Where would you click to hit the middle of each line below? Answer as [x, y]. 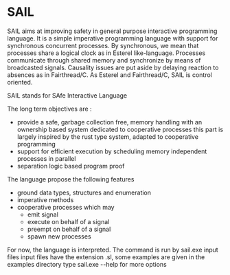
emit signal [43, 214]
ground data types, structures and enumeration [84, 192]
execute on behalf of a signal [68, 221]
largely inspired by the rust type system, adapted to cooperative [108, 136]
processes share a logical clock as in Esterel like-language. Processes [106, 53]
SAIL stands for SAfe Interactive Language [67, 95]
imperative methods [45, 199]
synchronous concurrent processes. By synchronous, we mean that [103, 45]
